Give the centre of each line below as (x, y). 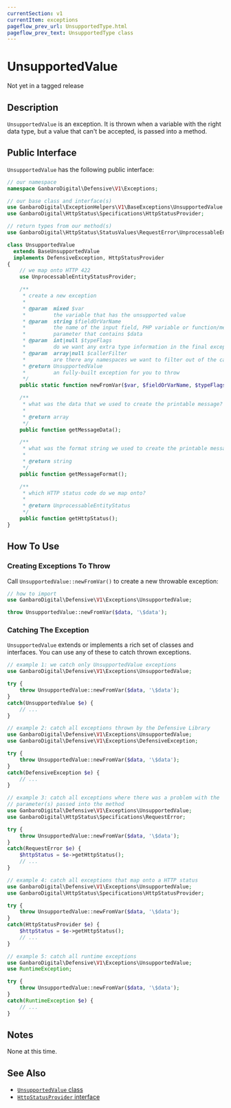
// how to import (32, 594)
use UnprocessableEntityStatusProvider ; (78, 277)
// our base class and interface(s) (59, 201)
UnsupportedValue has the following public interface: (81, 169)
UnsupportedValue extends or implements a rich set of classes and (100, 645)
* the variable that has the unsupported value (104, 315)
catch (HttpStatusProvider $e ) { (53, 925)
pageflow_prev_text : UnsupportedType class (70, 33)
